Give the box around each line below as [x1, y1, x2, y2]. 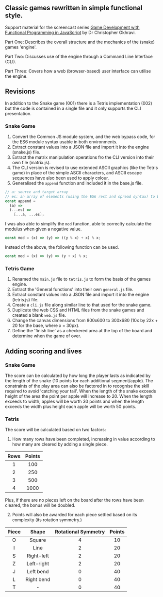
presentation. [5, 110, 32, 116]
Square [30, 537, 46, 544]
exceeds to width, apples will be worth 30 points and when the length [5, 398, 144, 404]
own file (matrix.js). [12, 159, 51, 165]
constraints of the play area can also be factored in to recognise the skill [5, 383, 149, 389]
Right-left [26, 552, 49, 559]
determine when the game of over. [12, 333, 81, 339]
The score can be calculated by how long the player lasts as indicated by [5, 373, 151, 378]
